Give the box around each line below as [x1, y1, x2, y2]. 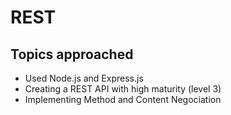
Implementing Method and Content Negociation [24, 94, 222, 105]
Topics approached [10, 46, 134, 63]
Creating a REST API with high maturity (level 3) [24, 83, 222, 95]
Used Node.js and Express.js [24, 72, 144, 84]
